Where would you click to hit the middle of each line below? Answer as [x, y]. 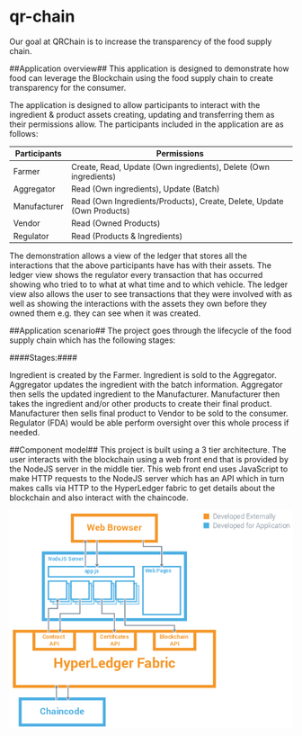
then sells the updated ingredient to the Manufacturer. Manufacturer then [145, 394]
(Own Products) [101, 211]
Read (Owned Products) [116, 223]
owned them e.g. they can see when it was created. [105, 313]
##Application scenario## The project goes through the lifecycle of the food [151, 331]
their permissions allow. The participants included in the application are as [147, 124]
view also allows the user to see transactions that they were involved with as [151, 294]
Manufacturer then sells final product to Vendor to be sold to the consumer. [149, 413]
